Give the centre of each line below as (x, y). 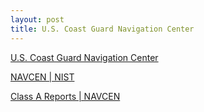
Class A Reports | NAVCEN (65, 96)
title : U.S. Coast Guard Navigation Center (102, 29)
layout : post (37, 19)
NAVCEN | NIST (42, 77)
